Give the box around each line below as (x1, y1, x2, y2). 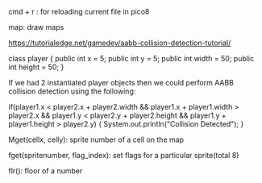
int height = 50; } (8, 62, 64, 72)
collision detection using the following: (8, 86, 136, 96)
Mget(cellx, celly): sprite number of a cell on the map (8, 135, 184, 144)
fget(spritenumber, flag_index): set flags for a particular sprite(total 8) (8, 151, 239, 160)
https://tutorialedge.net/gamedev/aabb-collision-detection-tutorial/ (8, 38, 231, 48)
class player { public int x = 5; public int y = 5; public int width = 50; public (8, 54, 255, 63)
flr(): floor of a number (8, 166, 83, 176)
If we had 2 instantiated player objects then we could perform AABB (8, 78, 234, 87)
